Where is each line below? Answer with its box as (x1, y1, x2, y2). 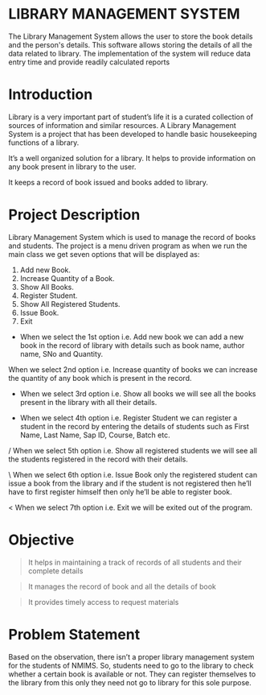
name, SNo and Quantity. (19, 349, 104, 358)
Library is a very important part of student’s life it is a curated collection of (8, 112, 254, 122)
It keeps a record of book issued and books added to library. (8, 177, 209, 187)
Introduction (8, 85, 93, 104)
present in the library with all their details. (19, 397, 158, 407)
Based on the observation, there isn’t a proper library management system (8, 652, 255, 661)
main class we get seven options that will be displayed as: (8, 249, 200, 259)
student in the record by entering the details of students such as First (19, 421, 249, 431)
